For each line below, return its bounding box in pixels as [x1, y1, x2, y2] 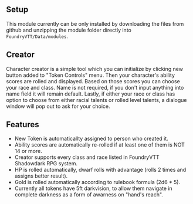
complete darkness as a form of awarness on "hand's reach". [14, 191, 163, 198]
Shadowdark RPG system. [14, 160, 78, 167]
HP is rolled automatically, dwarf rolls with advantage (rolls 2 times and [14, 166, 187, 174]
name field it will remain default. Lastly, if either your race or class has [6, 90, 175, 97]
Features [6, 120, 39, 130]
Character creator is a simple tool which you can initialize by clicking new [6, 65, 184, 72]
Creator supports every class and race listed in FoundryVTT [14, 154, 160, 161]
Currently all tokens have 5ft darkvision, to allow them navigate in [14, 185, 173, 192]
